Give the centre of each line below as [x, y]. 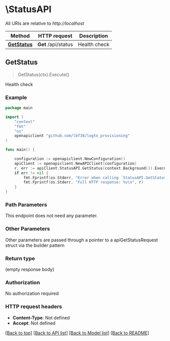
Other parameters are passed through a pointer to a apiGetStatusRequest [82, 240]
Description [94, 35]
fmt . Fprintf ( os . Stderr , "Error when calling [71, 178]
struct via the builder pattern [35, 245]
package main [19, 108]
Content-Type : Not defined [41, 318]
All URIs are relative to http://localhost [45, 23]
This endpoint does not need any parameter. [51, 216]
